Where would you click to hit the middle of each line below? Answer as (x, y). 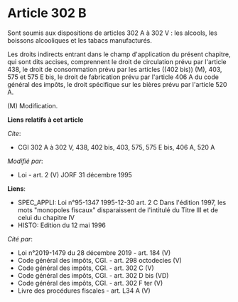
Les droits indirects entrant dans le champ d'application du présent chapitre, (119, 54)
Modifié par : (26, 161)
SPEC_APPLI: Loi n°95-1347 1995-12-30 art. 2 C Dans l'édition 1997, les (122, 202)
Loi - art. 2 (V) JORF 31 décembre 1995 (75, 175)
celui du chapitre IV (46, 217)
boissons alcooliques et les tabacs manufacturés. (80, 40)
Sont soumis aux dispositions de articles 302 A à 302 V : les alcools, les (113, 33)
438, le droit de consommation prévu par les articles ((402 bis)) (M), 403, (115, 69)
